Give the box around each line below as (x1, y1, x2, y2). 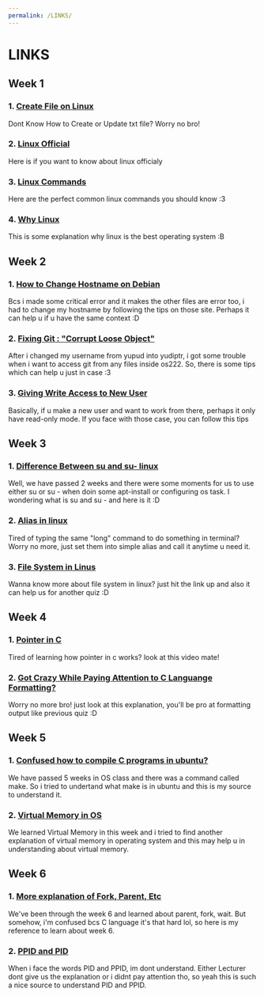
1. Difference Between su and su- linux (8, 460, 159, 471)
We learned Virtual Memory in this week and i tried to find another (8, 827, 223, 837)
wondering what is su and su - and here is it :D (8, 495, 160, 505)
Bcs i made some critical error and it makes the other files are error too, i (8, 297, 245, 306)
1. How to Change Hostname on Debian (8, 278, 160, 290)
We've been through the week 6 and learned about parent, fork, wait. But (8, 909, 247, 918)
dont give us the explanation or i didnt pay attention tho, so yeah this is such (8, 971, 257, 981)
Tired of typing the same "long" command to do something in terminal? (8, 533, 239, 543)
